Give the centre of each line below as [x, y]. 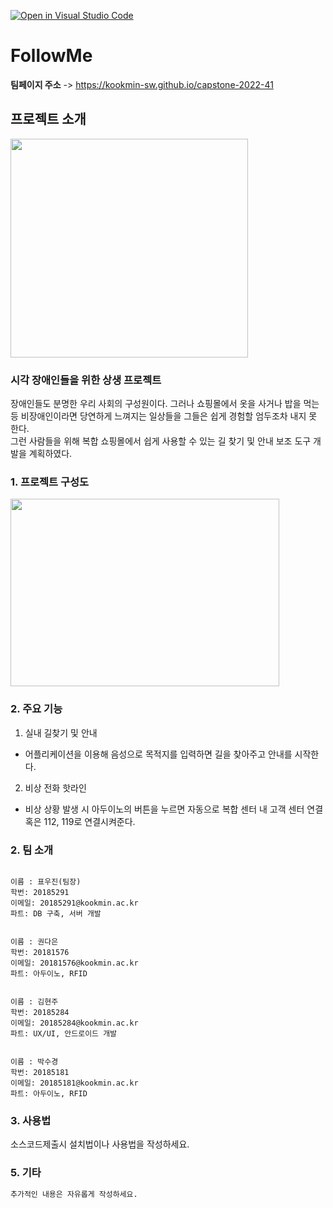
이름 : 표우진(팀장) [46, 881]
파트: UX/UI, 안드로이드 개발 [64, 1033]
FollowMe [51, 56]
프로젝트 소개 [48, 119]
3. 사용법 [31, 1120]
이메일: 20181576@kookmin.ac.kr [74, 963]
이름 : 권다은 [34, 941]
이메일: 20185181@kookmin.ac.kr [74, 1083]
